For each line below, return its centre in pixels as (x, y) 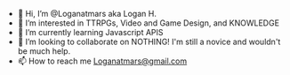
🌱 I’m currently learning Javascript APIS (90, 32)
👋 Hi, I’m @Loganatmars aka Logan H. (87, 14)
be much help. (44, 51)
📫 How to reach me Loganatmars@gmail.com (102, 61)
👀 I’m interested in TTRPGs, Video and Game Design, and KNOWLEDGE (149, 23)
